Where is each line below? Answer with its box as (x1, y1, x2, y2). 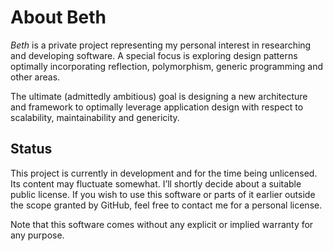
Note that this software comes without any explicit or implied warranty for (10, 218, 314, 230)
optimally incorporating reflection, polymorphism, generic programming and (10, 60, 324, 72)
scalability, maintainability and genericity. (10, 111, 180, 123)
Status (10, 141, 53, 158)
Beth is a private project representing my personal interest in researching (10, 39, 312, 51)
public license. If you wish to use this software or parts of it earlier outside (10, 188, 316, 200)
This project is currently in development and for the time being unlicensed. (10, 167, 318, 179)
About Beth (10, 6, 107, 29)
